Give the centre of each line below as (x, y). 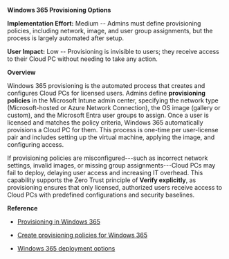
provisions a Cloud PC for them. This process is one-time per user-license (113, 130)
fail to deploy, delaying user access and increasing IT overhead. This (105, 173)
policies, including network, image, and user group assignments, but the (110, 31)
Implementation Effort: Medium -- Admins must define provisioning (104, 23)
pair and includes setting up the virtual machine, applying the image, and (111, 137)
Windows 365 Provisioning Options (59, 10)
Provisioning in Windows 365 (58, 222)
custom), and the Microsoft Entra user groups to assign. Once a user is (108, 115)
